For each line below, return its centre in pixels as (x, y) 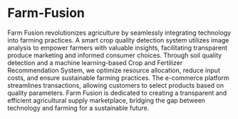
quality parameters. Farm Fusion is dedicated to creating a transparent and (117, 93)
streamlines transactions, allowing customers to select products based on (116, 85)
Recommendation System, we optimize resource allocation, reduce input (114, 70)
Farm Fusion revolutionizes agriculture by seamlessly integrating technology (119, 33)
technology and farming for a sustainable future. (78, 108)
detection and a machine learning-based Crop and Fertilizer (95, 62)
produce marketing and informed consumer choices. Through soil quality (115, 55)
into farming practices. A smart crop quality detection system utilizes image (118, 40)
